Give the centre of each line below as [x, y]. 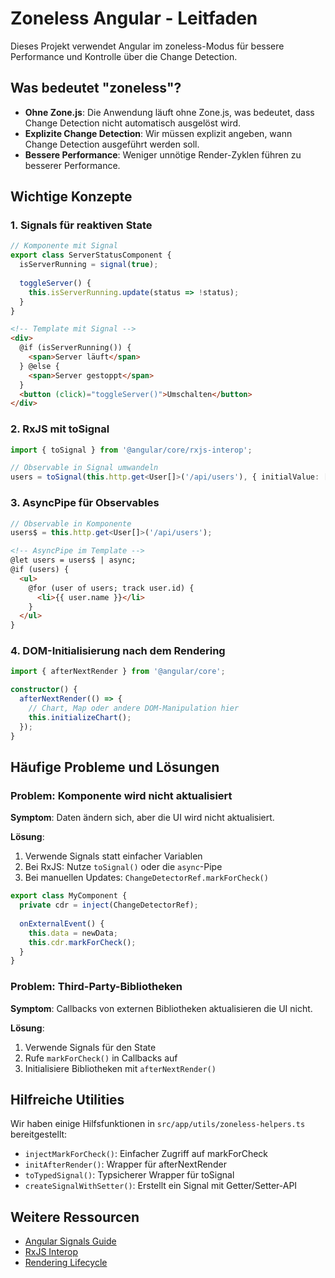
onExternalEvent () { [62, 923]
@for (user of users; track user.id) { [111, 588]
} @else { [39, 366]
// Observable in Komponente [71, 523]
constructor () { [44, 690]
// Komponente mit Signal [64, 246]
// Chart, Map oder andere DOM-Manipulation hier [134, 708]
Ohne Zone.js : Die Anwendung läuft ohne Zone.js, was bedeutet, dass [169, 112]
